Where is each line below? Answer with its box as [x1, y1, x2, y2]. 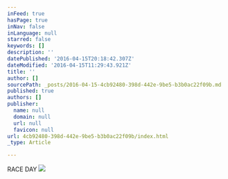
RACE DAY [7, 165, 37, 173]
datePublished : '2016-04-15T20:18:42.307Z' [7, 56, 135, 62]
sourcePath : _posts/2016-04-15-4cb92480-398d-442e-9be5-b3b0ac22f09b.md [7, 81, 222, 88]
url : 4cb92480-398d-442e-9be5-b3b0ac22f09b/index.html [7, 133, 169, 139]
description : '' [7, 49, 54, 56]
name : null [13, 107, 45, 114]
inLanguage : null [7, 29, 58, 37]
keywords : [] [7, 42, 45, 49]
